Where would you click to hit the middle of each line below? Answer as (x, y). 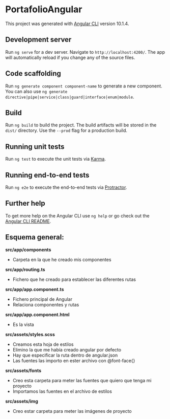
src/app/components (28, 250)
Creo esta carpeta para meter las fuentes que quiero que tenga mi (82, 380)
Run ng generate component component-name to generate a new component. (84, 86)
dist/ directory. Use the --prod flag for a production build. (66, 130)
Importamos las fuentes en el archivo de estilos (62, 391)
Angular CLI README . (28, 221)
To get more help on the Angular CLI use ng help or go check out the (77, 215)
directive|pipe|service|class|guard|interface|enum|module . (70, 97)
